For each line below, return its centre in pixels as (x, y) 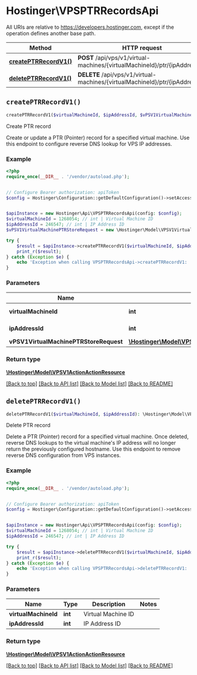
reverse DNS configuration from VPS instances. (64, 455)
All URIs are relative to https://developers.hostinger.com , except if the (90, 27)
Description (109, 605)
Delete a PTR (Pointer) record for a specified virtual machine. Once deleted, (97, 436)
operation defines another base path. (51, 33)
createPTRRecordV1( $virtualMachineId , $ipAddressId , (72, 115)
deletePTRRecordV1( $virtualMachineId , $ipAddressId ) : (73, 414)
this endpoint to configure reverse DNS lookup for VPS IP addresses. (89, 144)
